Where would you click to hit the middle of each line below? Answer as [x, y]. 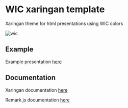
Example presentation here [34, 62]
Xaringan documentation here [36, 90]
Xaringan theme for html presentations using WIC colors [64, 23]
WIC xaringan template [55, 9]
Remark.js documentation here [37, 100]
